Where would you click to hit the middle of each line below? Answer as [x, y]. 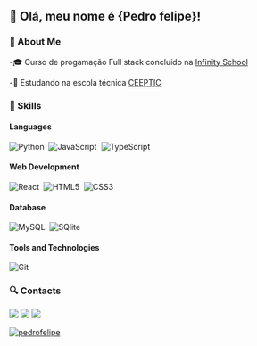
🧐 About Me [35, 42]
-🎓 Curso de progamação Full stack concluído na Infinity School [128, 62]
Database [28, 207]
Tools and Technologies [54, 247]
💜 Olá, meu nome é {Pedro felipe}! [105, 16]
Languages [30, 127]
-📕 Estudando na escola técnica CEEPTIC [86, 82]
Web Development [45, 167]
